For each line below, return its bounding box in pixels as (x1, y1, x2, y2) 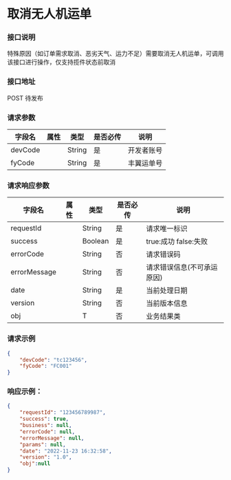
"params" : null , (19, 441, 67, 448)
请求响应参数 (7, 181, 50, 190)
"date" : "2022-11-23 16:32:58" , (19, 448, 112, 455)
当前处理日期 (146, 286, 188, 296)
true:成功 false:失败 (146, 237, 208, 246)
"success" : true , (19, 415, 69, 423)
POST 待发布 (7, 94, 43, 102)
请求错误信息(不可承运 (146, 263, 218, 272)
